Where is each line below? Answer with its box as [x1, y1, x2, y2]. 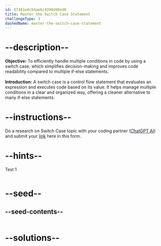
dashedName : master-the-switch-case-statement [5, 21, 101, 26]
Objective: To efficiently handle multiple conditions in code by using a [5, 58, 146, 64]
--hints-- [5, 150, 42, 162]
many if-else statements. [5, 95, 55, 100]
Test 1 [5, 167, 17, 172]
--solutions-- [5, 232, 60, 244]
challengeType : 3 [5, 16, 40, 21]
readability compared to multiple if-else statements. [5, 69, 109, 74]
